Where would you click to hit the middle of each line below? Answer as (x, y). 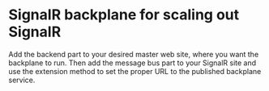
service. (22, 80)
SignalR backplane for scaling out (124, 15)
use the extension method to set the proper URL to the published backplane (135, 71)
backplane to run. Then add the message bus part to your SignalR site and (132, 63)
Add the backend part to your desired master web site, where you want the (134, 54)
